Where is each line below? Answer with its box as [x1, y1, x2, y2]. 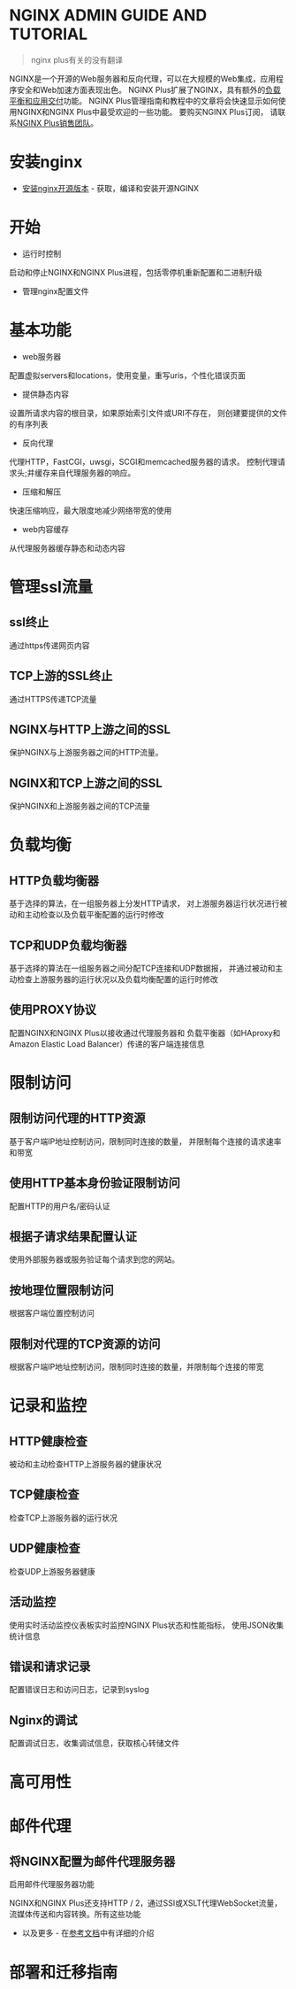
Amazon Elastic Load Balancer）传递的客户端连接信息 [9, 1038, 205, 1049]
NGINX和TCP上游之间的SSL [9, 776, 163, 791]
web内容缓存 [21, 523, 69, 534]
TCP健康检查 [9, 1487, 80, 1502]
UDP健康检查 [9, 1541, 81, 1556]
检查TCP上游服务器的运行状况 [9, 1512, 118, 1523]
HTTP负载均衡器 [9, 873, 100, 888]
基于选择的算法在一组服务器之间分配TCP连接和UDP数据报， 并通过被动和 [9, 963, 276, 973]
